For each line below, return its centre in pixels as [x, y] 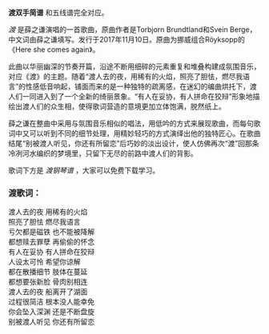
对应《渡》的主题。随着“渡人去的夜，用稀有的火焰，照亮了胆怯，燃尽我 [126, 76]
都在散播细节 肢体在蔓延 [48, 272]
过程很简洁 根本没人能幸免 [51, 302]
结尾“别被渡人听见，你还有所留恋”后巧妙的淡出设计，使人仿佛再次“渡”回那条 [134, 143]
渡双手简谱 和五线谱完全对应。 [58, 12]
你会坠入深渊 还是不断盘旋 [51, 312]
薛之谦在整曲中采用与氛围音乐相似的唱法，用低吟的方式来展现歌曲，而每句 [131, 123]
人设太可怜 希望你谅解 [44, 262]
